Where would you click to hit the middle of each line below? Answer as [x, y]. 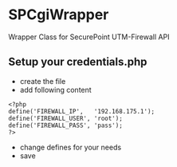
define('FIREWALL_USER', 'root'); [66, 118]
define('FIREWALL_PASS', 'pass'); [66, 125]
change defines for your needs [71, 147]
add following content [55, 89]
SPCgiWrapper [59, 15]
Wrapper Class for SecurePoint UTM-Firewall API [89, 37]
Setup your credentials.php [78, 62]
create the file [43, 81]
